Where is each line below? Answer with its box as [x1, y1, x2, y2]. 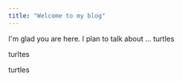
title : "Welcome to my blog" [8, 11, 106, 20]
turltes [8, 49, 30, 59]
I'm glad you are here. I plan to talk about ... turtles [8, 34, 175, 43]
